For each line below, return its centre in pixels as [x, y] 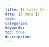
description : [18, 37]
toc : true [15, 32]
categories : [17, 23]
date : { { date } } [23, 14]
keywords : [15, 28]
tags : [10, 19]
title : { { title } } [25, 10]
